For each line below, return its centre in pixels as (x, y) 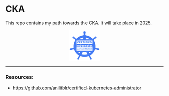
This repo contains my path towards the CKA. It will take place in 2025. (79, 23)
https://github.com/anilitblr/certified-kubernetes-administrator (77, 88)
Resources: (19, 77)
